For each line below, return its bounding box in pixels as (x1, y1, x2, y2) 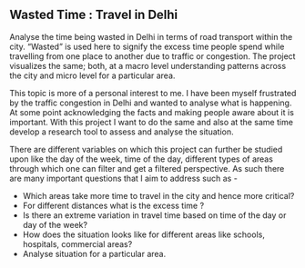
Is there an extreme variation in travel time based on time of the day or (22, 209, 287, 221)
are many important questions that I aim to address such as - (9, 173, 239, 184)
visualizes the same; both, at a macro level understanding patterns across (9, 60, 287, 71)
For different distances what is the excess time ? (22, 200, 205, 211)
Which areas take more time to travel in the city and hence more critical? (22, 190, 295, 201)
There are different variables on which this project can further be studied (9, 144, 283, 154)
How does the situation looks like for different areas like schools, (22, 229, 266, 240)
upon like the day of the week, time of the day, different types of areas (9, 154, 273, 164)
